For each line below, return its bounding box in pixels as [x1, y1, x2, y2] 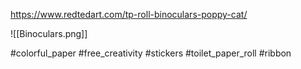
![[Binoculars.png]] [10, 28, 88, 39]
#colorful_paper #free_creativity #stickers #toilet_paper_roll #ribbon [10, 47, 292, 59]
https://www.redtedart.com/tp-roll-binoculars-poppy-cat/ [10, 9, 248, 20]
